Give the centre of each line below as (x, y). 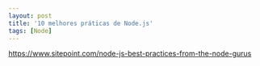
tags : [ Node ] (30, 31)
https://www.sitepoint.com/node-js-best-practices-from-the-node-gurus (130, 54)
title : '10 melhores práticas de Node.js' (81, 23)
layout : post (30, 16)
